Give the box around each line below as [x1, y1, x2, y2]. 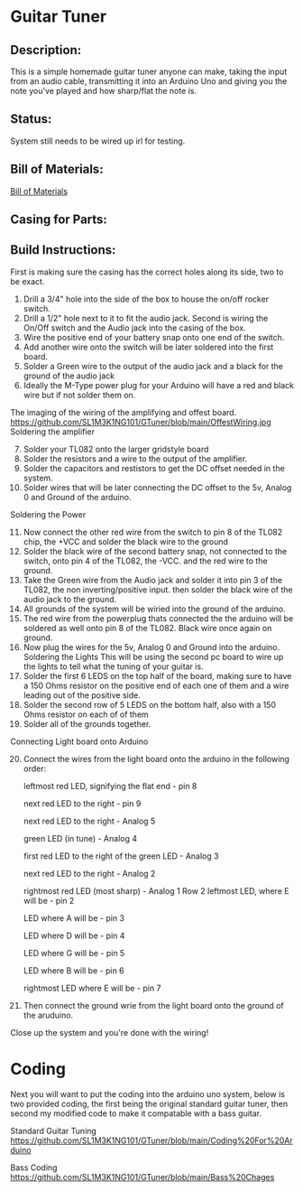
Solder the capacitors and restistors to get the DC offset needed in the [23, 462, 285, 473]
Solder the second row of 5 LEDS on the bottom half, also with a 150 [23, 699, 277, 710]
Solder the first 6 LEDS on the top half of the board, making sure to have [23, 670, 292, 681]
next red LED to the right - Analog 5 [23, 815, 156, 826]
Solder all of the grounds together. [23, 718, 151, 729]
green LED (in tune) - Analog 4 [23, 833, 138, 843]
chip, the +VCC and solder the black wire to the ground [23, 535, 229, 547]
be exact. [10, 275, 45, 286]
